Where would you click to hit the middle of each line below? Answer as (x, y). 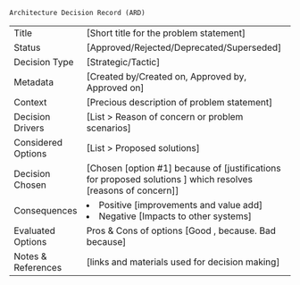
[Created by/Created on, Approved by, (167, 76)
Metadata (34, 82)
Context (30, 102)
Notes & (30, 256)
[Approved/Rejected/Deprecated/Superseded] (184, 47)
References (38, 268)
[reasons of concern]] (133, 190)
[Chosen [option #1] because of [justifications (183, 168)
